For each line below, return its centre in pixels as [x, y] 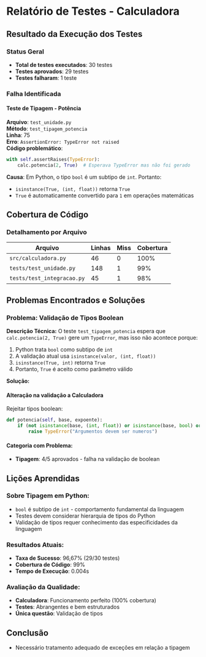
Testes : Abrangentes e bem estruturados [67, 607]
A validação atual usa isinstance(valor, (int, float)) [86, 356]
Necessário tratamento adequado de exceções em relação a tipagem [102, 648]
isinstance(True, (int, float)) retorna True [73, 189]
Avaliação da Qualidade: [44, 587]
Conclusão [28, 633]
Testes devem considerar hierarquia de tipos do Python [85, 516]
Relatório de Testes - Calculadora [93, 11]
